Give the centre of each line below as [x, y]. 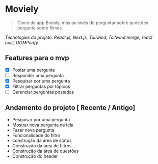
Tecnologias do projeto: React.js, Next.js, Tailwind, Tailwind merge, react [79, 37]
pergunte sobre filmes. [40, 27]
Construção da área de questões [45, 151]
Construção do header [35, 156]
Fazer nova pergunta [33, 130]
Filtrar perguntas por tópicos [41, 86]
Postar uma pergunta [33, 70]
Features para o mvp [37, 58]
